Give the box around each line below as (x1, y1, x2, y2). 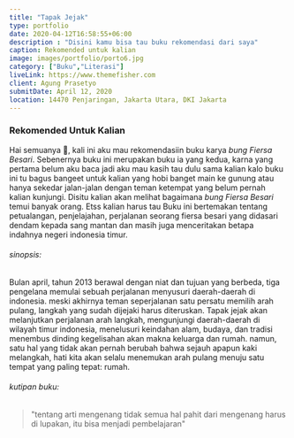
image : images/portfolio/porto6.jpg (9, 54, 144, 63)
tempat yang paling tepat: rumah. (9, 361, 131, 372)
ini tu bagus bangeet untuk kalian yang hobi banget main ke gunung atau (9, 173, 275, 183)
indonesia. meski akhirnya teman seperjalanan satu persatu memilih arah (9, 296, 274, 306)
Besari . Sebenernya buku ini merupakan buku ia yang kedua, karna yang (9, 154, 274, 165)
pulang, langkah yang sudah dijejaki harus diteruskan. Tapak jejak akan (9, 304, 268, 315)
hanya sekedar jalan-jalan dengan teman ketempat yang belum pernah (9, 182, 267, 193)
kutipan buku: (9, 381, 60, 392)
